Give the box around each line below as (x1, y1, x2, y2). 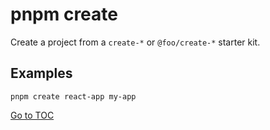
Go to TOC (10, 109, 55, 121)
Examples (10, 65, 73, 82)
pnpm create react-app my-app (10, 91, 137, 102)
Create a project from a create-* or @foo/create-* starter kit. (10, 36, 261, 48)
